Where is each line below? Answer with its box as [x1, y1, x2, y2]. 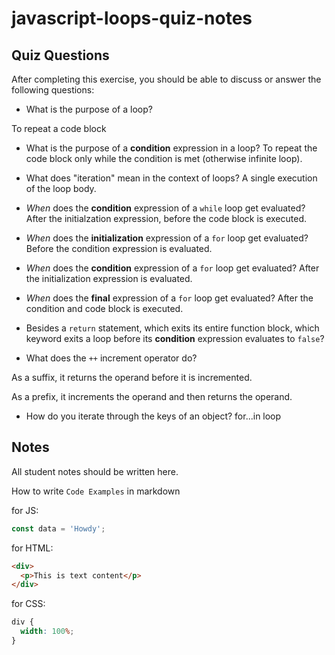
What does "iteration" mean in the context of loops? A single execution [25, 172, 318, 184]
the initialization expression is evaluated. [25, 273, 193, 284]
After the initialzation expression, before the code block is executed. [25, 213, 308, 224]
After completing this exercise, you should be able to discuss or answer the [11, 73, 322, 85]
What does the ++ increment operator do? [25, 352, 198, 364]
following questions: [11, 84, 95, 96]
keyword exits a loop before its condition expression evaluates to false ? [25, 333, 325, 344]
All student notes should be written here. [11, 465, 179, 477]
